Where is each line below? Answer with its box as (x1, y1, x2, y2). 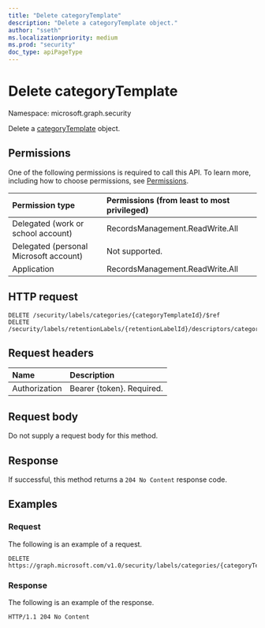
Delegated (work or (12, 218, 84, 229)
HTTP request (8, 290, 79, 304)
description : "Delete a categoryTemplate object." (8, 19, 178, 27)
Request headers (8, 346, 95, 359)
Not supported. (106, 246, 163, 257)
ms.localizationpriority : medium (8, 33, 118, 42)
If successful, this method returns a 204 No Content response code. (8, 475, 227, 484)
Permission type (12, 199, 76, 210)
